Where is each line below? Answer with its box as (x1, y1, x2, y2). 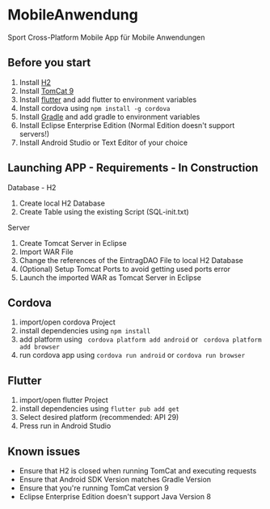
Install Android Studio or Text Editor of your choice (19, 138, 188, 147)
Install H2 (19, 77, 52, 87)
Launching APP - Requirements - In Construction (7, 161, 259, 175)
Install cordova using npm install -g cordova (19, 103, 171, 112)
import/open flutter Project (19, 395, 108, 405)
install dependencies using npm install (19, 326, 151, 336)
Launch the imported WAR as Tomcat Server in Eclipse (19, 273, 201, 282)
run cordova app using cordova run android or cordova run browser (19, 350, 246, 360)
